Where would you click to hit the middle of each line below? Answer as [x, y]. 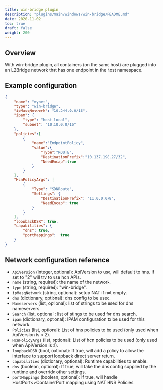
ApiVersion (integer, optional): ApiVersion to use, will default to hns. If [83, 272]
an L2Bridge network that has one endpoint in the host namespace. [74, 70]
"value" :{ [42, 148]
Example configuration [41, 85]
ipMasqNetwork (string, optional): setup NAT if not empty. [70, 293]
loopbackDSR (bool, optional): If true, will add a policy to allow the [78, 351]
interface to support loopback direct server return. [64, 356]
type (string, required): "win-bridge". [50, 287]
